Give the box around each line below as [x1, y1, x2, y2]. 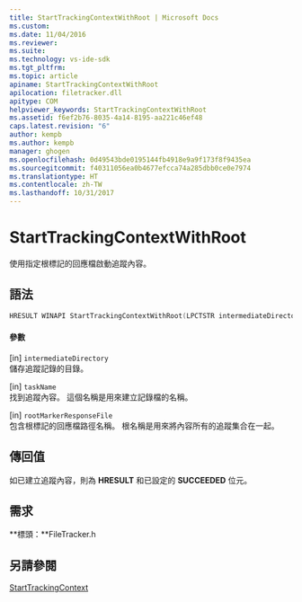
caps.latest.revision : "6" [9, 122, 111, 131]
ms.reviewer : [9, 38, 58, 48]
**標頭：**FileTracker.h [9, 529, 96, 540]
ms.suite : [9, 47, 47, 56]
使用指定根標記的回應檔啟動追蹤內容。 [9, 258, 151, 269]
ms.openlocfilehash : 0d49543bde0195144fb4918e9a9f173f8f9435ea [9, 155, 252, 164]
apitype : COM [9, 96, 58, 106]
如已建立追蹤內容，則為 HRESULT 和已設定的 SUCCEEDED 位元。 [9, 474, 253, 485]
